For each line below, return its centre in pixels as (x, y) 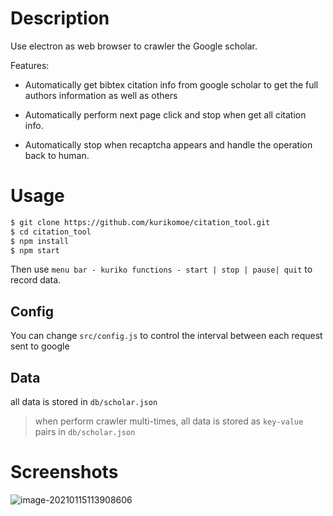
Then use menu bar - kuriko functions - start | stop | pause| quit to (161, 269)
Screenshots (64, 472)
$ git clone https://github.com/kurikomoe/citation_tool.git (140, 222)
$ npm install (40, 241)
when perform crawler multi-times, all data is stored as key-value (169, 421)
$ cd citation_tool (51, 232)
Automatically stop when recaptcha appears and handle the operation (168, 144)
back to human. (57, 155)
